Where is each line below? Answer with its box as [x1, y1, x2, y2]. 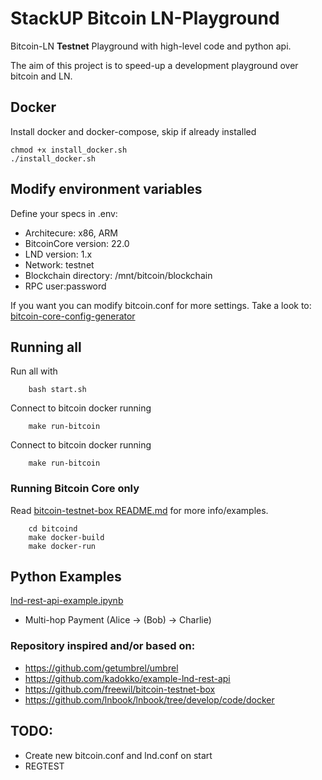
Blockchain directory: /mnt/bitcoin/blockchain [24, 269, 213, 281]
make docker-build [28, 532, 105, 542]
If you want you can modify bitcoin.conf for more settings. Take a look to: [10, 299, 312, 311]
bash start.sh [28, 385, 87, 395]
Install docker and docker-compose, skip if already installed [10, 125, 257, 137]
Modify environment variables [10, 181, 203, 198]
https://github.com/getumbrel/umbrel [24, 662, 179, 674]
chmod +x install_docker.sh [10, 145, 128, 155]
